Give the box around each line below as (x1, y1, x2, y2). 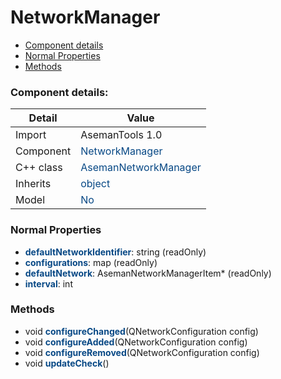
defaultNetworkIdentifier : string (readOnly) (24, 246, 207, 258)
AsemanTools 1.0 (80, 128, 163, 142)
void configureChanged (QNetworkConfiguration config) (24, 325, 259, 337)
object (80, 177, 111, 191)
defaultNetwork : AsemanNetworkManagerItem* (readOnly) (24, 267, 272, 279)
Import (15, 128, 47, 142)
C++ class (15, 161, 63, 175)
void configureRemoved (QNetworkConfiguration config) (24, 346, 260, 358)
